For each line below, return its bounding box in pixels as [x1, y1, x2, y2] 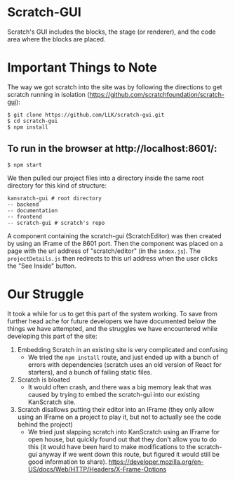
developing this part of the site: [7, 332, 98, 340]
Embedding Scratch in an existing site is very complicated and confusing [17, 345, 228, 353]
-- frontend [7, 213, 42, 220]
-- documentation [7, 207, 58, 214]
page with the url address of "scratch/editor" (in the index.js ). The [7, 247, 201, 255]
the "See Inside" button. [7, 261, 77, 270]
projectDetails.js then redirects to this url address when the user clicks [7, 254, 218, 262]
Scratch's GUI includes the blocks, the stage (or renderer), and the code [7, 27, 216, 36]
